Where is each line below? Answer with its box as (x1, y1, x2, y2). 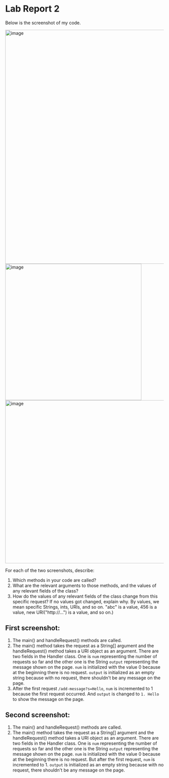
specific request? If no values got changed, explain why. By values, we (12, 598, 159, 605)
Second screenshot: (5, 711, 70, 720)
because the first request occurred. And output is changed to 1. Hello (12, 691, 159, 697)
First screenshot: (5, 624, 60, 632)
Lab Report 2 (5, 3, 60, 15)
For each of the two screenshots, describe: (5, 567, 95, 573)
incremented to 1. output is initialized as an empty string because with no (12, 761, 164, 767)
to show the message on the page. (12, 696, 84, 702)
